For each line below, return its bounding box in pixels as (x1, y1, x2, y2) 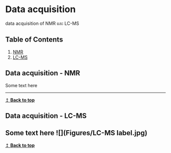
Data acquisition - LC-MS (5, 111, 87, 120)
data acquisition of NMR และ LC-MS (5, 20, 79, 26)
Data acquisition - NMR (5, 69, 80, 78)
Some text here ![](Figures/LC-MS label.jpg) (5, 129, 148, 137)
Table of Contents (5, 35, 64, 44)
